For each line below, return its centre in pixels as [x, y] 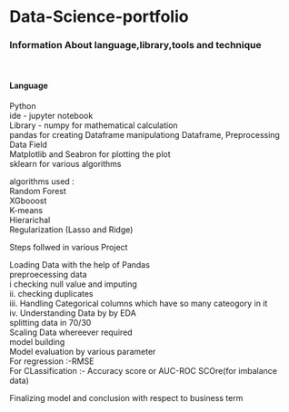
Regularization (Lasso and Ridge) [71, 230]
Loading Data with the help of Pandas [80, 264]
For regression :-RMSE [52, 361]
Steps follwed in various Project [69, 247]
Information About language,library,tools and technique [135, 45]
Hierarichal [30, 220]
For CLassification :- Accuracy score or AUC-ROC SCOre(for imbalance [144, 370]
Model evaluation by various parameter [83, 351]
